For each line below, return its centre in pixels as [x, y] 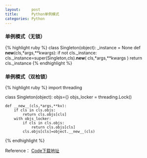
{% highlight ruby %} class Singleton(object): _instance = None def [73, 47]
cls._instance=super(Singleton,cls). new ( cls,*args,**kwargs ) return [73, 58]
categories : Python [25, 19]
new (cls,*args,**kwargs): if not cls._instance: [51, 53]
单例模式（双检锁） [28, 77]
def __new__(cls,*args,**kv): [36, 106]
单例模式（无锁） [25, 37]
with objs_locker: [33, 118]
